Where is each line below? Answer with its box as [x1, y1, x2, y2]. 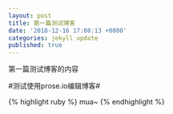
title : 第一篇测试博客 [8, 19, 76, 27]
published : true [8, 41, 62, 49]
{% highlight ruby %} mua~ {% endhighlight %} [8, 97, 166, 107]
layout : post [8, 11, 52, 20]
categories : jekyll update [8, 33, 99, 42]
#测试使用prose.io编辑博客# [8, 81, 101, 91]
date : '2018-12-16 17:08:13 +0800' [8, 26, 127, 34]
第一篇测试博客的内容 [8, 65, 78, 74]
